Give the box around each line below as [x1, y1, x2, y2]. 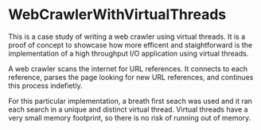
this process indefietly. [8, 81, 83, 90]
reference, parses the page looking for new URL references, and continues [8, 72, 254, 82]
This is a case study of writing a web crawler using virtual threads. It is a [8, 32, 245, 41]
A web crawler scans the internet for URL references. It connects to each [8, 63, 248, 73]
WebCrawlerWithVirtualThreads [8, 6, 227, 24]
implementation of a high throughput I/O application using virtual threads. [8, 48, 249, 58]
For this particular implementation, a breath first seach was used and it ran [8, 96, 253, 105]
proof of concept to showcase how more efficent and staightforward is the [8, 40, 253, 49]
